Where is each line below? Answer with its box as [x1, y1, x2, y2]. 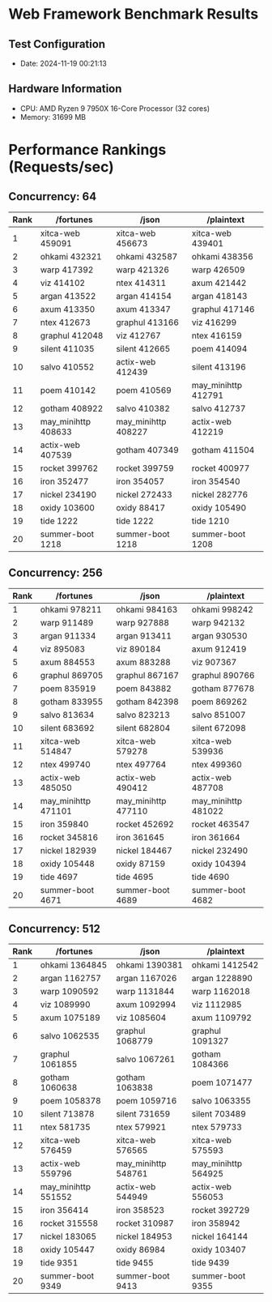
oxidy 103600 [40, 502, 96, 513]
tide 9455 [116, 1257, 154, 1269]
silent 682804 [116, 722, 171, 733]
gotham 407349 [116, 444, 180, 455]
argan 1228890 [191, 973, 253, 984]
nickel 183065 [40, 1231, 97, 1242]
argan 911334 [40, 630, 96, 641]
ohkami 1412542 [191, 959, 259, 971]
